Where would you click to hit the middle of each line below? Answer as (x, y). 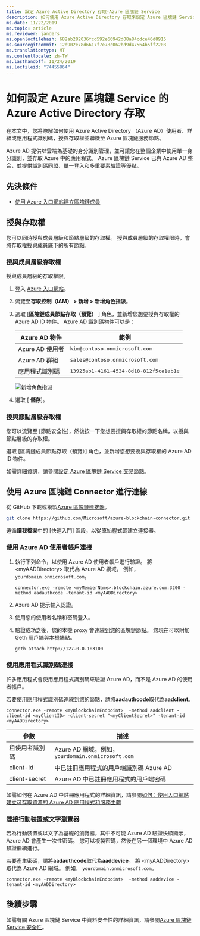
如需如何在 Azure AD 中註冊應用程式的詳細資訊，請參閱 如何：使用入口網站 (98, 794)
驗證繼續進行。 (24, 848)
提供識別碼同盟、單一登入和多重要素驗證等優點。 (82, 166)
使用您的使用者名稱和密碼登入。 (54, 617)
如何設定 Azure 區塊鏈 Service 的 (87, 98)
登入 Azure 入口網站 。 (42, 289)
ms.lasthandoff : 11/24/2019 (41, 61)
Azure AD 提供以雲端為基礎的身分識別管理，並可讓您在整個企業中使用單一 (97, 151)
